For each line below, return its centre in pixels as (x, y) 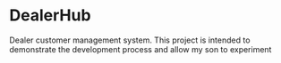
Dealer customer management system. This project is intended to (130, 40)
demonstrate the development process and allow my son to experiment (140, 49)
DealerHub (50, 16)
